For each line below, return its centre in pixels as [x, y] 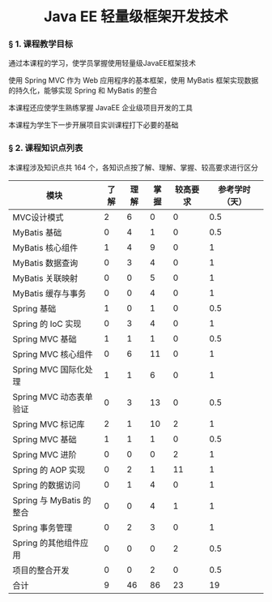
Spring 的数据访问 [47, 485]
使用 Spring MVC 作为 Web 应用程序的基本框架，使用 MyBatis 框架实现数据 [134, 80]
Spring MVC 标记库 [49, 424]
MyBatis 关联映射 [45, 278]
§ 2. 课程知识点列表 [46, 148]
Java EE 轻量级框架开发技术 [136, 17]
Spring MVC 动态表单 [53, 397]
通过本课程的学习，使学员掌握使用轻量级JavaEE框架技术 [102, 63]
